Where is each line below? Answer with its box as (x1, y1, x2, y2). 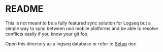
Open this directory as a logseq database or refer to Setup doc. (5, 40, 138, 46)
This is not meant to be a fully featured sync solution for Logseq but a (5, 20, 151, 26)
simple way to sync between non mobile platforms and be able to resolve (5, 25, 158, 31)
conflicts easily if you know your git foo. (5, 31, 89, 37)
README (5, 3, 44, 15)
